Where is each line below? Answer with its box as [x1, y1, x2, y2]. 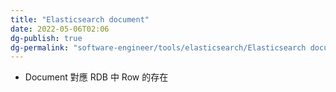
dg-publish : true [10, 33, 83, 43]
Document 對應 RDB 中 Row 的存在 [24, 71, 169, 83]
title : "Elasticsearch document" [10, 14, 150, 25]
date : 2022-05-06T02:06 [10, 24, 110, 34]
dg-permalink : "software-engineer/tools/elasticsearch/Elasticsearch [10, 42, 307, 53]
